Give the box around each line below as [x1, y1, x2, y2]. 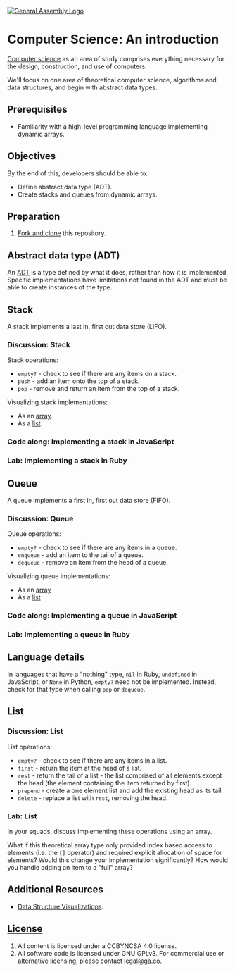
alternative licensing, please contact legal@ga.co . [17, 957, 163, 965]
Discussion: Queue [7, 513, 74, 523]
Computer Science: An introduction [7, 32, 220, 47]
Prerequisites [7, 104, 68, 116]
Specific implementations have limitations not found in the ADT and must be [7, 275, 227, 285]
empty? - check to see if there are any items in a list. [17, 756, 167, 764]
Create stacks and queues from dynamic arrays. [17, 190, 158, 199]
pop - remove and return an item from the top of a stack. [17, 385, 180, 393]
